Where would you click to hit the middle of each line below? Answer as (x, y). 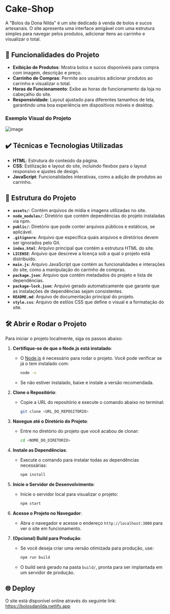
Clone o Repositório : (35, 393)
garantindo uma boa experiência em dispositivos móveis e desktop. (83, 105)
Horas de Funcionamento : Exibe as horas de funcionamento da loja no (87, 89)
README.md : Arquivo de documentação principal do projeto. (73, 296)
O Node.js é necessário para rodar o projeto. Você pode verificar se (91, 358)
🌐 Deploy (20, 588)
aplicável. (23, 232)
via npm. (22, 221)
